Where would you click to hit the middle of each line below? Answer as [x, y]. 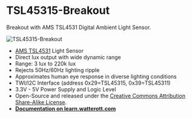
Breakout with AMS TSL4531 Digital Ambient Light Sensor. [79, 27]
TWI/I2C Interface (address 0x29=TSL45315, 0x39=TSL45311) [93, 83]
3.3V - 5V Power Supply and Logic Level [65, 89]
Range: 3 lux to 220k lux [45, 64]
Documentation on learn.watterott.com [65, 108]
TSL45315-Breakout [58, 11]
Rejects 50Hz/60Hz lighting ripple [57, 70]
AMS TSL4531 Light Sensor [49, 51]
